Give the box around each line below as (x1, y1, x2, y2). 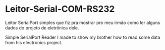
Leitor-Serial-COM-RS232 (5, 3, 115, 15)
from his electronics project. (5, 39, 63, 45)
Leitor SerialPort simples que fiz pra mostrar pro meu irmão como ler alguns (5, 20, 160, 25)
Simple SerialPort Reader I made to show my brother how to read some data (5, 34, 161, 40)
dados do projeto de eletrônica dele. (5, 25, 79, 30)
